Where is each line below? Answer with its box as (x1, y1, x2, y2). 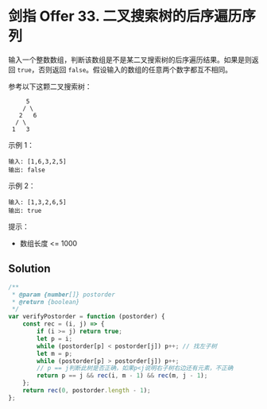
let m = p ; (37, 349, 73, 357)
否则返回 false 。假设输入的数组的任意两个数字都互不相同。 (38, 64, 233, 74)
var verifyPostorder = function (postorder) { (8, 313, 165, 321)
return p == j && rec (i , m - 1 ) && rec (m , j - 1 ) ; (37, 372, 208, 380)
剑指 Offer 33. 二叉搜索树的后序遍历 (8, 7, 242, 25)
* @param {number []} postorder (11, 291, 115, 299)
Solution (8, 262, 51, 276)
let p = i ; (37, 334, 73, 342)
